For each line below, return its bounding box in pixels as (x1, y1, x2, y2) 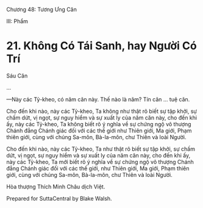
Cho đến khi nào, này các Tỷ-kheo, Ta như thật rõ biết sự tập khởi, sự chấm (6, 145, 195, 152)
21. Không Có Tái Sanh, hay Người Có (6, 39, 197, 53)
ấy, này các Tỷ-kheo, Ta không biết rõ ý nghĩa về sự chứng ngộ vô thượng (6, 120, 191, 127)
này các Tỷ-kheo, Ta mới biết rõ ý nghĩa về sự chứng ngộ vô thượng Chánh (6, 158, 194, 165)
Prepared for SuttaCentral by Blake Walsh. (6, 195, 112, 202)
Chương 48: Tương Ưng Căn (6, 6, 77, 13)
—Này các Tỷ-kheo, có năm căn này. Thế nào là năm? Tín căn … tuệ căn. (6, 95, 190, 103)
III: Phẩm (6, 18, 29, 24)
